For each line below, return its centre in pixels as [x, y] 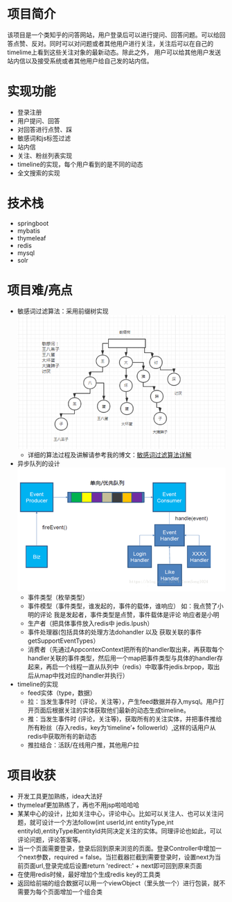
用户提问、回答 [38, 121]
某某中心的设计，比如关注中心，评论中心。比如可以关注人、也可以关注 [117, 814]
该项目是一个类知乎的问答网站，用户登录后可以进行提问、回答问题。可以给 [113, 35]
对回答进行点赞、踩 [45, 129]
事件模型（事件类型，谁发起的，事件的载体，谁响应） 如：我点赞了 [123, 606]
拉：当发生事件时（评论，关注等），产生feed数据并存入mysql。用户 [123, 702]
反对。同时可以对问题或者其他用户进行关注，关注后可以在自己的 [122, 43]
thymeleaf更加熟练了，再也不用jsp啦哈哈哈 [78, 805]
